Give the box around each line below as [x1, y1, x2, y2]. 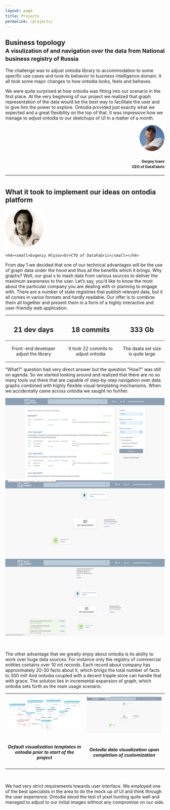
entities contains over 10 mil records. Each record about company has [5, 662, 151, 668]
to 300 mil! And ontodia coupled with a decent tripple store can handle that [5, 673, 162, 679]
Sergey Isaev [141, 159, 165, 164]
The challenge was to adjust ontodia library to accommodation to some [5, 67, 153, 73]
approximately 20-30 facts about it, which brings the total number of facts [5, 667, 160, 673]
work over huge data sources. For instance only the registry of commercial [5, 657, 161, 663]
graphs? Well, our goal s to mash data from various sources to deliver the [5, 273, 158, 279]
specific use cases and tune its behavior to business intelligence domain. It [5, 73, 162, 79]
